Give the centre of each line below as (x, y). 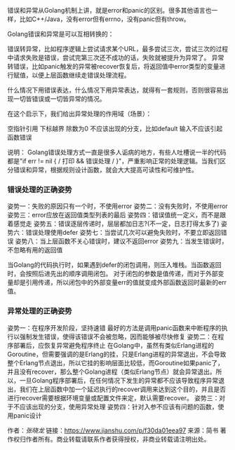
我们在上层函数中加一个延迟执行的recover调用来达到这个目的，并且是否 (123, 389)
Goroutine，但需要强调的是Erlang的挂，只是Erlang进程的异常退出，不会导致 (117, 354)
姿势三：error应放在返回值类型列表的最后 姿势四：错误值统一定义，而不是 (114, 215)
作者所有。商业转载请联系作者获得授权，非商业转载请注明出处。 (118, 439)
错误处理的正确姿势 (40, 189)
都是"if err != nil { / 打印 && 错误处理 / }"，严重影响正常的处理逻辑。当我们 (114, 161)
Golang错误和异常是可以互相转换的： (61, 34)
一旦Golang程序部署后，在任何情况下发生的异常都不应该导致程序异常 (119, 380)
